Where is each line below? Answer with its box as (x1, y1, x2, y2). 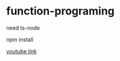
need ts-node (6, 24, 40, 31)
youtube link (6, 47, 37, 55)
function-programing (6, 4, 115, 18)
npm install (6, 36, 34, 43)
